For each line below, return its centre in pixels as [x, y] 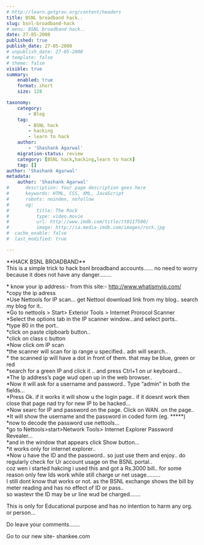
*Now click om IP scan [35, 345]
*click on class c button [36, 338]
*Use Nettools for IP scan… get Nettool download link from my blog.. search [102, 299]
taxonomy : [19, 103]
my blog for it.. [25, 305]
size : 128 [30, 92]
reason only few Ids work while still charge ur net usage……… [83, 475]
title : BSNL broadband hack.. [45, 18]
